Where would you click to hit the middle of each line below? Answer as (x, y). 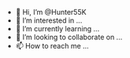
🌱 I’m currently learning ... (58, 29)
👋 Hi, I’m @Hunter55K (51, 12)
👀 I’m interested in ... (49, 20)
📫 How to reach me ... (52, 46)
